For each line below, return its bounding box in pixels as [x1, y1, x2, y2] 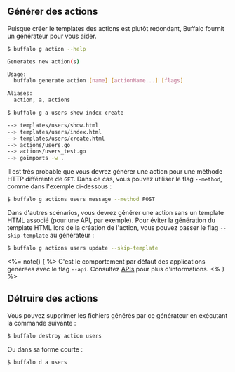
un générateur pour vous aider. [7, 32, 97, 40]
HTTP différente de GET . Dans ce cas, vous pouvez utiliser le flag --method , [7, 175, 222, 184]
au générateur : [50, 231, 95, 240]
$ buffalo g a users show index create [7, 109, 124, 117]
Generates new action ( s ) [7, 58, 80, 65]
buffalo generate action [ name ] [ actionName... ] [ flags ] [13, 77, 184, 84]
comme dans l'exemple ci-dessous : [7, 182, 112, 191]
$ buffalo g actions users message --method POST [7, 196, 156, 203]
